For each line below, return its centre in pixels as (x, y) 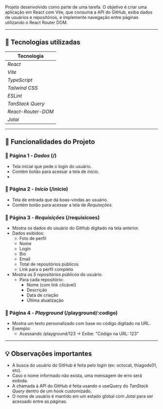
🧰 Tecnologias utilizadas (43, 43)
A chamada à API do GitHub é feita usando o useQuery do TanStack (80, 386)
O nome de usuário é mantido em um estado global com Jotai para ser (83, 396)
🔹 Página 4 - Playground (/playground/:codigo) (61, 313)
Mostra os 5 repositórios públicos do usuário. (57, 274)
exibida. (20, 381)
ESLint (15, 96)
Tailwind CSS (23, 88)
